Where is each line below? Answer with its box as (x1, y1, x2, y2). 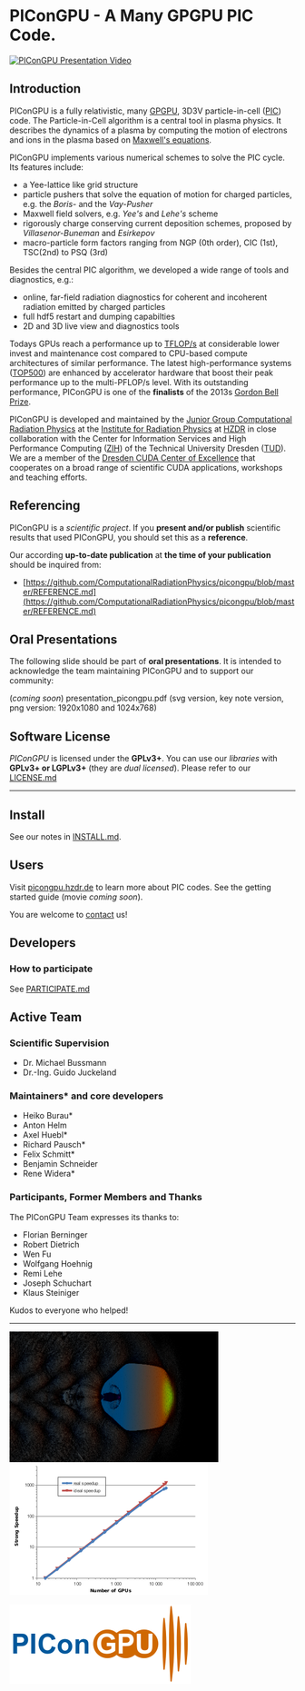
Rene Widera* (22, 1169, 75, 1179)
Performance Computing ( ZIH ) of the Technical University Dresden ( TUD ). (9, 443, 287, 453)
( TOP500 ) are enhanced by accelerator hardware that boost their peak (9, 367, 274, 378)
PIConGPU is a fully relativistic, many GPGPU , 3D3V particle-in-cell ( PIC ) (9, 105, 281, 116)
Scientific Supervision (9, 1037, 110, 1049)
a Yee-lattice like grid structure (22, 179, 139, 190)
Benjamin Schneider (22, 1159, 98, 1169)
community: (9, 675, 54, 686)
